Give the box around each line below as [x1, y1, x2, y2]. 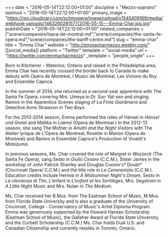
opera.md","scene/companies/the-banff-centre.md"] [5, 36, 115, 42]
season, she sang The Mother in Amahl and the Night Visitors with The [5, 125, 152, 131]
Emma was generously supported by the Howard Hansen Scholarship [5, 209, 150, 215]
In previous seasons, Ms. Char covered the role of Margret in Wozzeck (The [5, 151, 163, 157]
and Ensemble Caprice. [5, 78, 54, 84]
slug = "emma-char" [116, 36, 159, 42]
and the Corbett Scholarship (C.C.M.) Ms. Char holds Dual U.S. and [5, 220, 145, 225]
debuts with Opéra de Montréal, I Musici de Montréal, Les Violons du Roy [5, 73, 157, 79]
